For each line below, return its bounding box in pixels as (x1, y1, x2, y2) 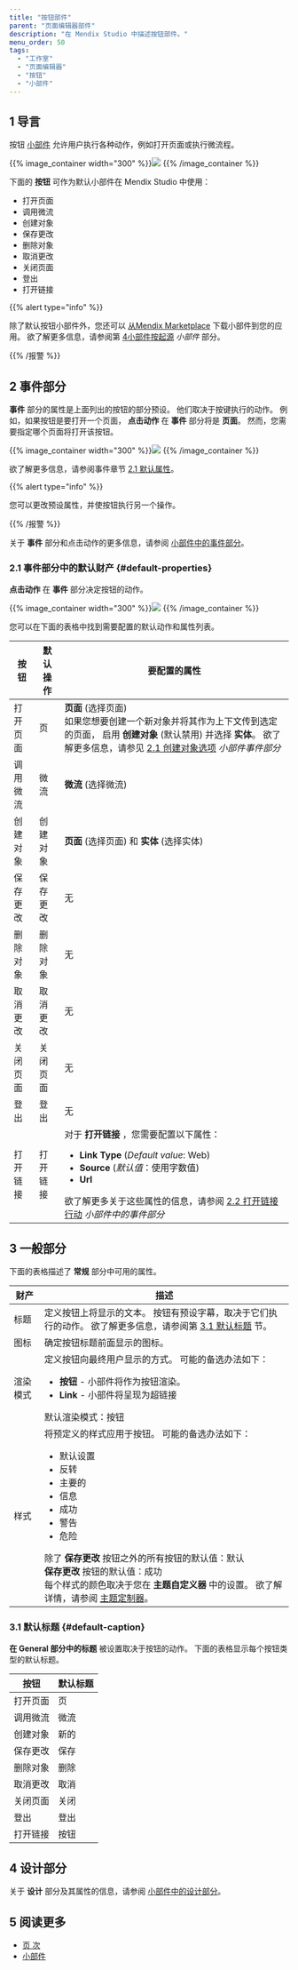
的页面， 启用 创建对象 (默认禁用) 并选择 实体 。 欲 (64, 728, 272, 740)
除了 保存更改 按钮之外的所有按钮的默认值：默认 (43, 1552, 245, 1565)
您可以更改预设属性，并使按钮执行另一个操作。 (9, 499, 180, 511)
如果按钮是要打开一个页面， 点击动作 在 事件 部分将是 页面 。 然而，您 (24, 415, 279, 427)
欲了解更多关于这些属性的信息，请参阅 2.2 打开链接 (64, 1194, 279, 1207)
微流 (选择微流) (64, 778, 128, 791)
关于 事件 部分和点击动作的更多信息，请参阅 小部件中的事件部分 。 (9, 538, 249, 548)
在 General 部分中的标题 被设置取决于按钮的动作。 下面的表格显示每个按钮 (9, 1643, 280, 1654)
